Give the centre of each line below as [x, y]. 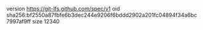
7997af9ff [19, 21]
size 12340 [46, 21]
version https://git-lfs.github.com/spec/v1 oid [63, 9]
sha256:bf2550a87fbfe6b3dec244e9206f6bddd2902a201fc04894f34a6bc [102, 15]
